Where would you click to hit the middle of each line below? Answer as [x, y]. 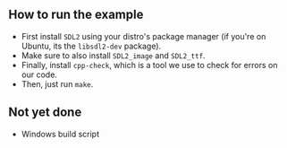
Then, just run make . [57, 83]
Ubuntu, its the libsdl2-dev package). [91, 46]
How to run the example [76, 15]
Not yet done [45, 113]
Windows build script [60, 134]
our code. [39, 74]
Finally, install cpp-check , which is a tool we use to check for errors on [149, 65]
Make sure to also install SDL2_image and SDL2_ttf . [114, 55]
